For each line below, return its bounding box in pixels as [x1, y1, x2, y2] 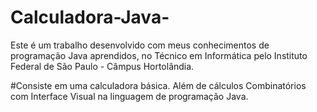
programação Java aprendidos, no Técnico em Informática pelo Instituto [10, 49, 308, 61]
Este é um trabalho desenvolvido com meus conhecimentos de [10, 39, 270, 51]
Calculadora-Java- [10, 6, 170, 29]
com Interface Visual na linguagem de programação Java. [10, 90, 249, 102]
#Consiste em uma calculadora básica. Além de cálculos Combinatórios [10, 79, 307, 91]
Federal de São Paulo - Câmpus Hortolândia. [10, 60, 195, 72]
